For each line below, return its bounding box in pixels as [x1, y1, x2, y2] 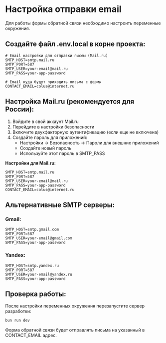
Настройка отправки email [5, 3, 122, 15]
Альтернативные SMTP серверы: [5, 200, 115, 209]
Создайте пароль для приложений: [12, 134, 87, 140]
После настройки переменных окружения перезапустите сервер [5, 303, 145, 309]
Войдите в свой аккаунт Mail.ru [12, 118, 79, 124]
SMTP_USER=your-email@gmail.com [5, 236, 72, 241]
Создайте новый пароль [19, 145, 72, 151]
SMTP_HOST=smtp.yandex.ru [5, 263, 59, 268]
